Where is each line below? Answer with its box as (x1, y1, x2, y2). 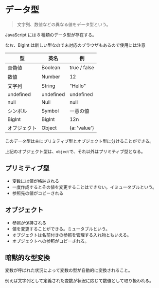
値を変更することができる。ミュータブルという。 (12, 226, 110, 231)
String (41, 82, 55, 89)
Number (41, 73, 60, 80)
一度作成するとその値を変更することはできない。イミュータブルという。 (12, 184, 157, 190)
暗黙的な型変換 (5, 253, 50, 262)
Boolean (41, 64, 61, 71)
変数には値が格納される (12, 178, 59, 184)
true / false (70, 64, 95, 71)
